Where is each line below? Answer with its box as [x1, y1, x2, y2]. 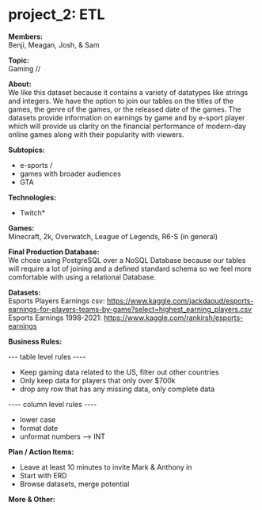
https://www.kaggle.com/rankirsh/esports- [103, 313, 244, 322]
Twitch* [19, 207, 46, 217]
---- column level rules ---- [8, 399, 97, 409]
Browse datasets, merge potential [19, 479, 130, 489]
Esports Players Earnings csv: [8, 295, 105, 306]
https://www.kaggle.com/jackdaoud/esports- [106, 295, 254, 306]
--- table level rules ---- [8, 352, 86, 361]
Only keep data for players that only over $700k [19, 375, 176, 385]
